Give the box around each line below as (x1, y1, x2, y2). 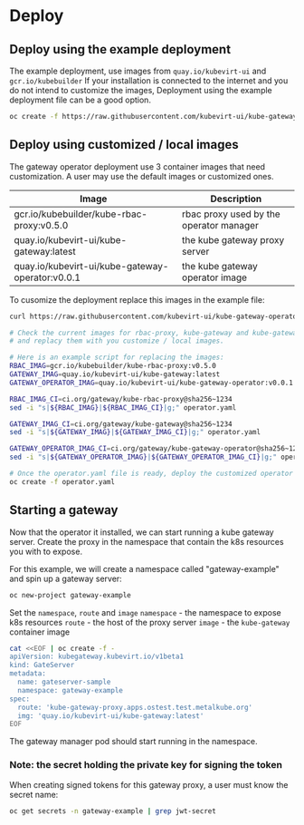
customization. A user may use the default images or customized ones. (9, 170, 274, 181)
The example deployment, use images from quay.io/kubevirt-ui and (9, 65, 267, 76)
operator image (182, 271, 247, 284)
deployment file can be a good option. (9, 94, 152, 105)
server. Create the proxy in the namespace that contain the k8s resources (9, 536, 284, 547)
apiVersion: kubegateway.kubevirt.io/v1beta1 (9, 652, 184, 662)
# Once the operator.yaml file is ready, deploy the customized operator (9, 469, 294, 479)
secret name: (9, 789, 59, 800)
